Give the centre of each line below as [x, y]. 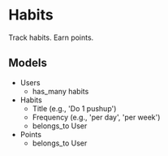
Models [28, 63]
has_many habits [60, 91]
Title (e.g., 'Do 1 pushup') [74, 108]
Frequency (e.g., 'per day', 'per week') [96, 117]
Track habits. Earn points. [51, 37]
